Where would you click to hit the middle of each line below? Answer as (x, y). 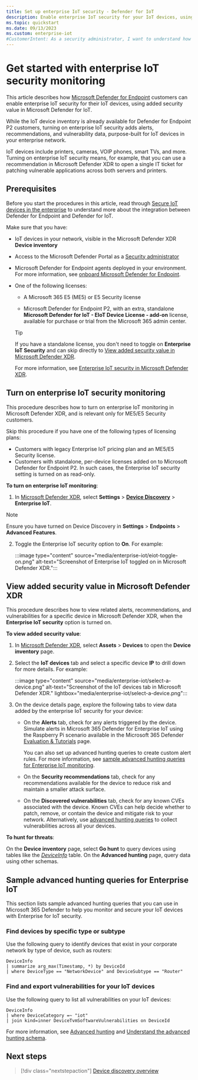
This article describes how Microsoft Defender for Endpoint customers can (97, 97)
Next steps (27, 1057)
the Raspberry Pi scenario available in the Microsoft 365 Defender (104, 735)
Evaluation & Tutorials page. (57, 741)
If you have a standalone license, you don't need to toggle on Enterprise (103, 344)
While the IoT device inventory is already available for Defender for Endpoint (99, 121)
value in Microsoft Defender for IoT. (49, 109)
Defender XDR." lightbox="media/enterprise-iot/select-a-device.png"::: (101, 693)
